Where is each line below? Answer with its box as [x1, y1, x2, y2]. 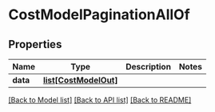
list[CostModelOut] [42, 74, 118, 86]
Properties [8, 38, 62, 51]
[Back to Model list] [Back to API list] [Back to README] [8, 95, 192, 105]
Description [125, 62, 172, 72]
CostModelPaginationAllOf [8, 6, 190, 24]
